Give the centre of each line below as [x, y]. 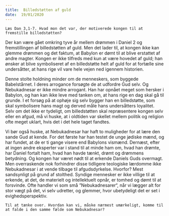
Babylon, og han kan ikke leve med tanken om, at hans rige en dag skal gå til [84, 95]
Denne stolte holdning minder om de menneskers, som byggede [72, 79]
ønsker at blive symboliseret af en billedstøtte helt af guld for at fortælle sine [84, 64]
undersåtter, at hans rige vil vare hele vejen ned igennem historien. [74, 69]
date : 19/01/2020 [24, 15]
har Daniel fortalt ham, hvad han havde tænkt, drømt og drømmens [74, 153]
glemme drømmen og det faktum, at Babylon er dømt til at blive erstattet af [83, 53]
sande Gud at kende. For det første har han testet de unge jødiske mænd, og [85, 137]
